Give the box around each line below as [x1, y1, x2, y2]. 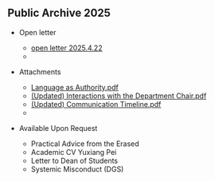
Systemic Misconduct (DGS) [30, 164, 124, 174]
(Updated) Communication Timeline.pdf [30, 99, 162, 109]
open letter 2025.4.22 [30, 43, 103, 53]
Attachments [18, 67, 61, 77]
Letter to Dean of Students [30, 156, 119, 165]
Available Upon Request [18, 123, 98, 133]
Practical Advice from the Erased [30, 139, 140, 148]
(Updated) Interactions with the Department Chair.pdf [30, 91, 207, 101]
